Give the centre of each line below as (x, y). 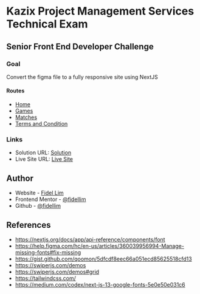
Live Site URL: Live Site (44, 159)
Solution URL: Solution (43, 152)
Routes (16, 91)
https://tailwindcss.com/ (45, 278)
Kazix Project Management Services (100, 11)
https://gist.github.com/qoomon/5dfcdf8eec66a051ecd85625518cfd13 (104, 259)
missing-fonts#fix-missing (48, 252)
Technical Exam (47, 24)
